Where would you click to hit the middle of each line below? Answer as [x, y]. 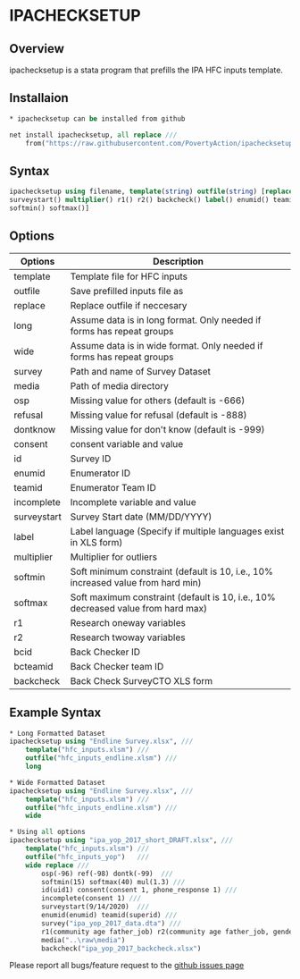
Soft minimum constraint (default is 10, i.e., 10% [172, 571]
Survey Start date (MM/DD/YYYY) [141, 517]
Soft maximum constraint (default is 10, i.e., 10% [173, 597]
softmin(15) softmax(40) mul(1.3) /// [113, 882]
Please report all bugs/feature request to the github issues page [127, 966]
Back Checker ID [105, 652]
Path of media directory [120, 385]
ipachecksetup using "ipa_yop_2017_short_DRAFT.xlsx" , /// [121, 840]
